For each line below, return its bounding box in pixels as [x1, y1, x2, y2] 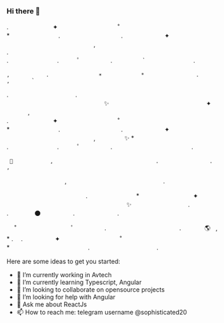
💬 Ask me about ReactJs [16, 300, 88, 308]
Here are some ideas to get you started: [6, 257, 121, 266]
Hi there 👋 [6, 6, 41, 16]
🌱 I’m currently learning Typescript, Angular [16, 278, 142, 287]
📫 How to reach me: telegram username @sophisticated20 [16, 308, 187, 317]
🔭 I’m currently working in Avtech [16, 271, 112, 279]
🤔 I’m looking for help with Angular [16, 293, 115, 301]
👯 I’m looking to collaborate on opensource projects [16, 285, 165, 294]
